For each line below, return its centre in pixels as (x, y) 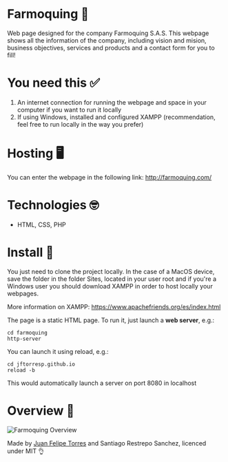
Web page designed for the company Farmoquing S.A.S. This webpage (108, 33)
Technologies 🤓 (53, 205)
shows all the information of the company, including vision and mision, (107, 40)
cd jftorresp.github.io (41, 364)
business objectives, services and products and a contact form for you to (111, 48)
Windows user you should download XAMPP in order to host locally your (110, 286)
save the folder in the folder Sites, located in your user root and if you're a (112, 279)
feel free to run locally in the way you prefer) (80, 124)
